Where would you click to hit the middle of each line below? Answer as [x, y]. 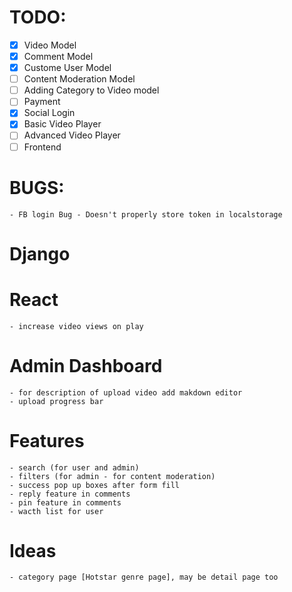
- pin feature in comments [65, 502]
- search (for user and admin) [74, 467]
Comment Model [58, 56]
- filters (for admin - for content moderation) [112, 476]
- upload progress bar [56, 401]
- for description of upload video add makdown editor [126, 392]
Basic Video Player [62, 124]
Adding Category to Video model [91, 90]
